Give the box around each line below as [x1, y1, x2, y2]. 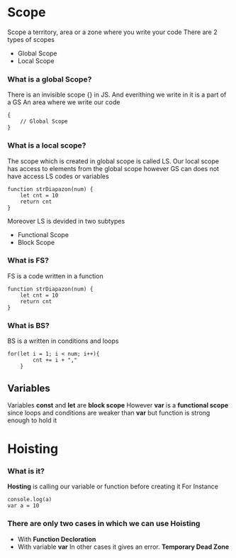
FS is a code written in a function [7, 271, 104, 280]
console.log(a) [7, 496, 52, 503]
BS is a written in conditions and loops [7, 337, 119, 345]
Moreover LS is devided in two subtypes [7, 217, 125, 225]
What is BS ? [7, 320, 50, 330]
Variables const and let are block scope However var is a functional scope [7, 400, 229, 409]
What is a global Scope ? [7, 74, 92, 84]
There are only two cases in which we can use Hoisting [7, 519, 201, 529]
